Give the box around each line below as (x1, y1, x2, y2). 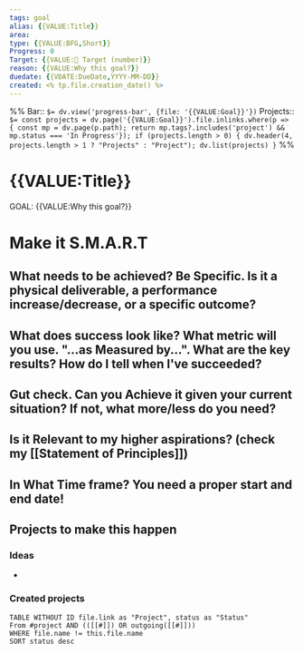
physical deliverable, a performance (9, 283, 218, 298)
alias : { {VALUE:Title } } (9, 22, 99, 31)
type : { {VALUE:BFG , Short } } (9, 38, 111, 48)
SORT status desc (9, 637, 75, 646)
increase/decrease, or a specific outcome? (9, 297, 256, 313)
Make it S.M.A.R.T (9, 232, 148, 253)
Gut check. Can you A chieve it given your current (9, 386, 292, 402)
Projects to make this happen (9, 522, 177, 538)
